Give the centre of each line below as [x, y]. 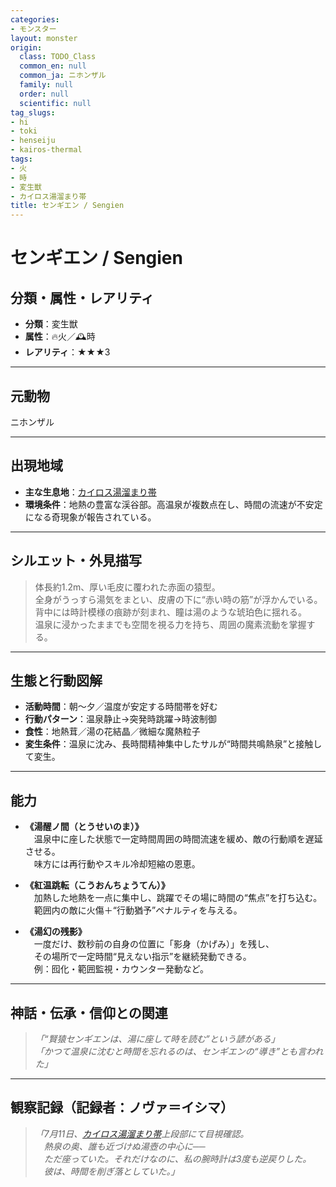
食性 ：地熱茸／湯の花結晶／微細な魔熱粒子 [112, 732]
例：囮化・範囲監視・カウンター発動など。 [121, 969]
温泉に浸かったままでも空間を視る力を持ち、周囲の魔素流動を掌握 [170, 624]
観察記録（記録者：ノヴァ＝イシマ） [122, 1107]
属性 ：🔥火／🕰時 [60, 337]
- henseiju [33, 141]
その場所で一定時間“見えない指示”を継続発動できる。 [142, 957]
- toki [24, 131]
